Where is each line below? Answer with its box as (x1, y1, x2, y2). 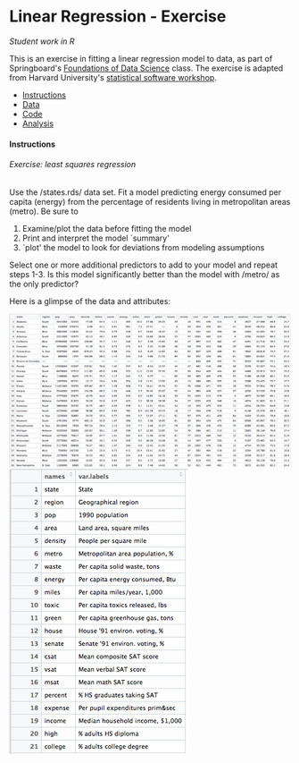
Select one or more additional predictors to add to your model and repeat (9, 259, 278, 270)
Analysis (21, 118, 54, 129)
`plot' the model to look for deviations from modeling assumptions (21, 242, 265, 252)
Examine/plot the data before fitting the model (21, 223, 192, 233)
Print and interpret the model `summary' (21, 233, 170, 243)
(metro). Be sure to (9, 206, 79, 216)
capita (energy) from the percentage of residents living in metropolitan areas (9, 196, 291, 207)
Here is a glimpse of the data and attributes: (9, 295, 171, 306)
